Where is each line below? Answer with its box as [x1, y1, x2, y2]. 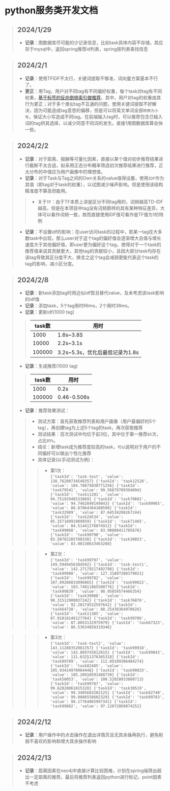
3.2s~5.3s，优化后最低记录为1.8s [57, 349, 139, 356]
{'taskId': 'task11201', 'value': [50, 492, 124, 498]
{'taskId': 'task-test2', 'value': [50, 641, 126, 646]
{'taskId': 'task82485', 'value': [50, 663, 124, 669]
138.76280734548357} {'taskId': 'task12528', [50, 479, 149, 484]
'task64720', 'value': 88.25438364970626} [50, 607, 142, 612]
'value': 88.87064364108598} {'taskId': [50, 506, 137, 511]
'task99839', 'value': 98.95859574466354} [50, 589, 142, 594]
